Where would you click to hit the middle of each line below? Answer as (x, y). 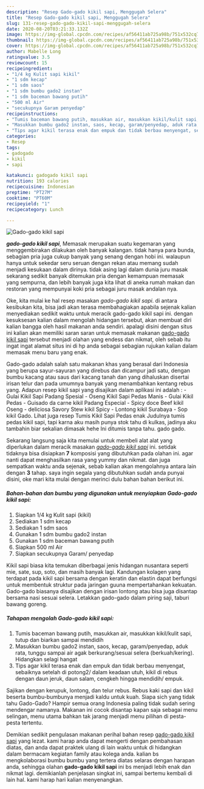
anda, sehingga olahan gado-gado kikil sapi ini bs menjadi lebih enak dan (99, 767)
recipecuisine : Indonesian (40, 187)
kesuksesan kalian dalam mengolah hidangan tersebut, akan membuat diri (99, 320)
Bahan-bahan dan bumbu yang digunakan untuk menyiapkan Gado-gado (102, 493)
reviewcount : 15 (27, 63)
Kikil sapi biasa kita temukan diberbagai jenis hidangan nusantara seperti (97, 565)
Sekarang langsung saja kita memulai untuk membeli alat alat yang (90, 441)
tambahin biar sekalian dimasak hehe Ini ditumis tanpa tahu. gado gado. (96, 429)
